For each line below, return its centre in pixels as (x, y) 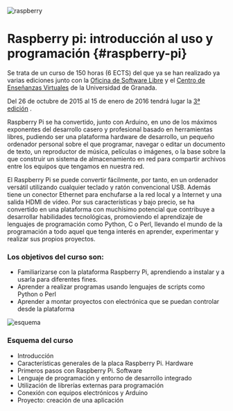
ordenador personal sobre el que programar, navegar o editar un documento (116, 144)
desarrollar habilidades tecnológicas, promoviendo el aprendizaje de (105, 216)
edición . (20, 108)
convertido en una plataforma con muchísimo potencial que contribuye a (111, 209)
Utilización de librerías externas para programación (90, 385)
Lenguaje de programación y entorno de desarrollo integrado (104, 378)
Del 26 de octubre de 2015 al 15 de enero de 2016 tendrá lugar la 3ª (104, 101)
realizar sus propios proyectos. (51, 239)
